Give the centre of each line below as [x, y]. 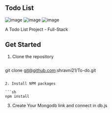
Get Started [23, 45]
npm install [17, 96]
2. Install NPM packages [30, 83]
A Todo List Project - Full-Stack [37, 29]
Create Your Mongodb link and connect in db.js [60, 105]
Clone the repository [33, 56]
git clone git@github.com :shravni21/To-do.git [51, 70]
